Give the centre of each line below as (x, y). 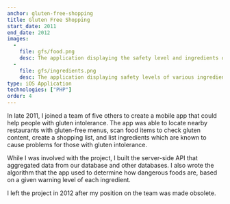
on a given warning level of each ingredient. (69, 180)
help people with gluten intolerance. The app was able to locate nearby (107, 123)
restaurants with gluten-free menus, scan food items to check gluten (104, 130)
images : (18, 39)
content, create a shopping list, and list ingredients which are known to (107, 137)
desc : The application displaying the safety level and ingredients (119, 58)
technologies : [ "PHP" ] (39, 90)
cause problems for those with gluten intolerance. (77, 145)
